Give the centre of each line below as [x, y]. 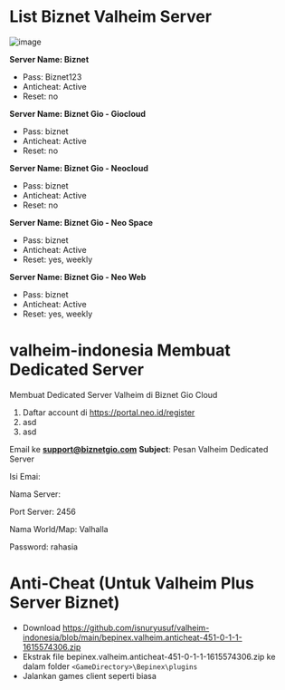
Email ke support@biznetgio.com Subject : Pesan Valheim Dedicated [139, 449]
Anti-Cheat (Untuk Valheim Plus [132, 583]
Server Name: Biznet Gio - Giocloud [78, 113]
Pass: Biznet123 [52, 77]
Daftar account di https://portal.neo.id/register [109, 412]
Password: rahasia [44, 547]
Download [42, 627]
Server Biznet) [65, 603]
